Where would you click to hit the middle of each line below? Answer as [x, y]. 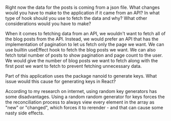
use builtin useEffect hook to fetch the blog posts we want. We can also [81, 50]
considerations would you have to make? [48, 23]
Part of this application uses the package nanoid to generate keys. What [81, 76]
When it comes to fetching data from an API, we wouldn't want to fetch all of [86, 33]
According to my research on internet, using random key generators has [81, 91]
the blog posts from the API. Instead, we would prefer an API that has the [82, 39]
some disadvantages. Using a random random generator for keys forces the [85, 97]
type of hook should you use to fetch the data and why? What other [76, 18]
